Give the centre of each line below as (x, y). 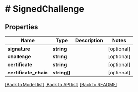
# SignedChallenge (45, 9)
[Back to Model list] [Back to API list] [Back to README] (61, 84)
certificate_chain (28, 73)
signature (19, 49)
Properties (22, 27)
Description (89, 41)
